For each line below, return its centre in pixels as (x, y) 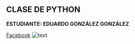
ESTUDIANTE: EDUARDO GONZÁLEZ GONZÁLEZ (68, 23)
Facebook (19, 35)
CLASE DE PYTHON (43, 10)
